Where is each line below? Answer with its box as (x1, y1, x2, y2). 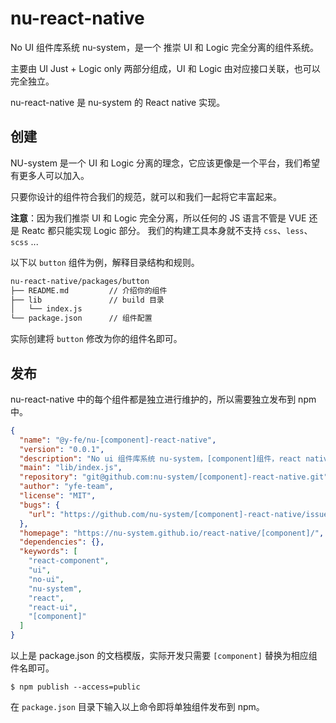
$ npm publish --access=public (10, 682, 141, 692)
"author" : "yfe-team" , (19, 482, 114, 492)
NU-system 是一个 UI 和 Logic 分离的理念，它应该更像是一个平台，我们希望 (10, 157, 321, 169)
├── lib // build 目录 (10, 295, 165, 305)
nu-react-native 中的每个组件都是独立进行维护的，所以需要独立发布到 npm (10, 393, 317, 405)
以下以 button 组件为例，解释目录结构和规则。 (10, 256, 200, 268)
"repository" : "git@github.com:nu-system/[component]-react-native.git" (19, 472, 329, 482)
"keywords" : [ (19, 547, 78, 557)
